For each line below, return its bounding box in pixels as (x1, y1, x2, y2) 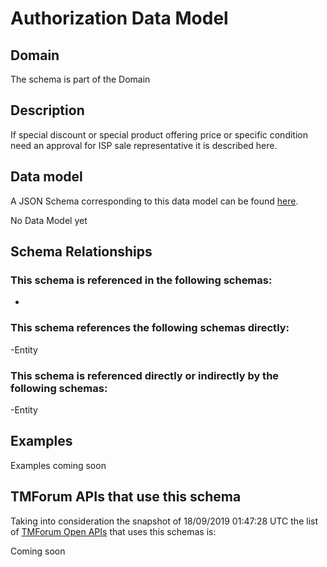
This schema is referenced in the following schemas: (10, 273, 273, 287)
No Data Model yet (10, 214, 88, 226)
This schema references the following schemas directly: (10, 321, 290, 335)
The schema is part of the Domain (10, 73, 151, 85)
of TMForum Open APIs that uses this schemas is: (10, 525, 217, 537)
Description (10, 102, 85, 119)
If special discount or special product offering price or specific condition (10, 128, 308, 141)
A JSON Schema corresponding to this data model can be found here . (10, 195, 299, 207)
